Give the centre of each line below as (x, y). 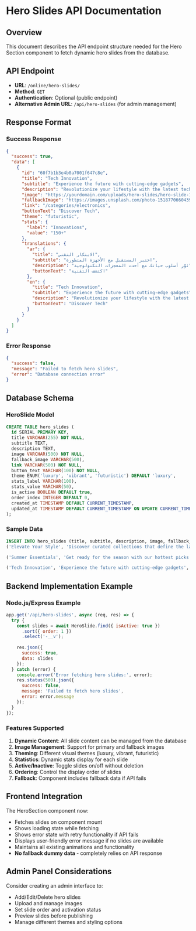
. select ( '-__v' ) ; (43, 637)
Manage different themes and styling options (68, 922)
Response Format (39, 122)
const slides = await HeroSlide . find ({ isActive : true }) (88, 626)
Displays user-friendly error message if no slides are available (89, 840)
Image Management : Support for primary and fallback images (89, 747)
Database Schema (40, 398)
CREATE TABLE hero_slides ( (40, 427)
